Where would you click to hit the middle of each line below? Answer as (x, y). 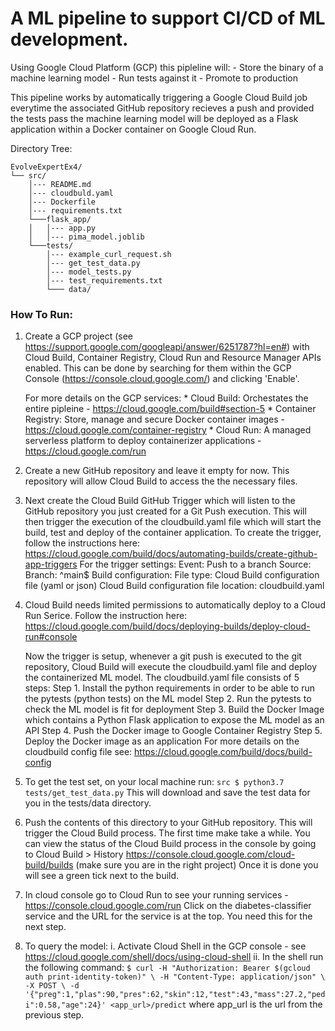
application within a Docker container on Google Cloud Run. (133, 129)
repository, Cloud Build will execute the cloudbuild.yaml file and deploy (171, 667)
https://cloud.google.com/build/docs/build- (223, 752)
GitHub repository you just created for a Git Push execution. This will (165, 511)
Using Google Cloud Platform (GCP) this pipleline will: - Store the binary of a (167, 67)
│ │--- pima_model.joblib (86, 237)
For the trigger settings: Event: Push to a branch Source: (195, 564)
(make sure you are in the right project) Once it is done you (197, 865)
